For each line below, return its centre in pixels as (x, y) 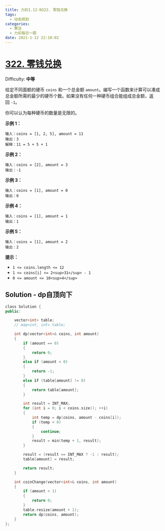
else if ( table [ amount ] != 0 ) (54, 380)
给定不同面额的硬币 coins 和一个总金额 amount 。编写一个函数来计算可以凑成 (83, 89)
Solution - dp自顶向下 (39, 295)
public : (13, 311)
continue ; (51, 431)
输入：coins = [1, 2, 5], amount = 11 (44, 134)
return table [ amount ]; (55, 390)
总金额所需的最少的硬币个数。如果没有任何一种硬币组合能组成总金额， (77, 96)
